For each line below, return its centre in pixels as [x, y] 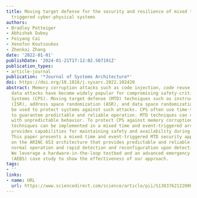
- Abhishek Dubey [27, 33]
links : [14, 175]
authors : [17, 22]
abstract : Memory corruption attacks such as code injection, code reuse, [99, 88]
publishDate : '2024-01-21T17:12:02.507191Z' [61, 60]
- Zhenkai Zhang [26, 50]
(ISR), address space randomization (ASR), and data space [85, 104]
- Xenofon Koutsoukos [33, 45]
